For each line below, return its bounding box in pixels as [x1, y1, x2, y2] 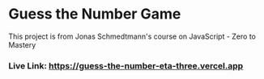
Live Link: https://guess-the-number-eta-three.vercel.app [8, 60, 244, 71]
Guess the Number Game [8, 5, 181, 23]
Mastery [8, 39, 36, 49]
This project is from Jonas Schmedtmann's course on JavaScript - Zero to [8, 31, 257, 41]
